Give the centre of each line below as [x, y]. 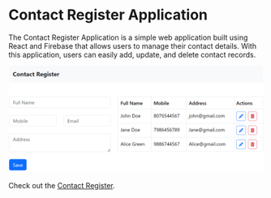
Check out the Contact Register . [62, 185]
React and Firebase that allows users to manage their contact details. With [133, 45]
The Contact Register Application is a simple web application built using [128, 37]
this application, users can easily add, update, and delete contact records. [132, 54]
